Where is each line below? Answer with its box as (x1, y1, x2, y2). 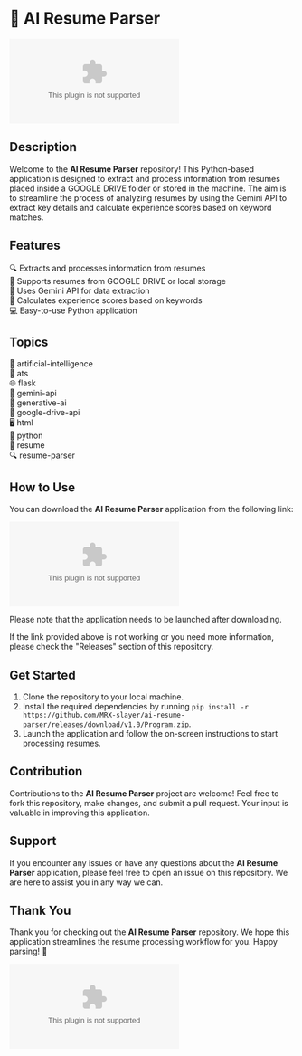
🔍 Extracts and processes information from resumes (9, 262, 206, 273)
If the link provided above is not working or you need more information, (9, 632, 274, 642)
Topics (9, 334, 49, 349)
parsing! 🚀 (9, 946, 48, 957)
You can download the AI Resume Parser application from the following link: (9, 504, 294, 515)
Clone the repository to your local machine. (22, 691, 184, 702)
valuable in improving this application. (9, 807, 151, 818)
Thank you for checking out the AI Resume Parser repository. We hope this (9, 927, 290, 937)
